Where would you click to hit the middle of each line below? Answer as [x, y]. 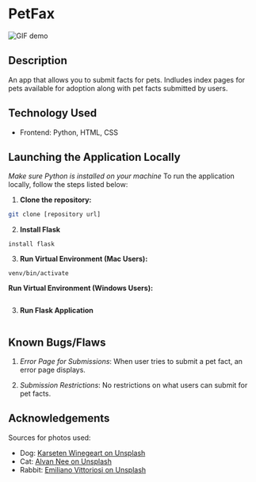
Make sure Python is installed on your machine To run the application [122, 176]
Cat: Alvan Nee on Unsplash [66, 461]
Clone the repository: [55, 200]
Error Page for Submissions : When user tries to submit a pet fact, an [131, 361]
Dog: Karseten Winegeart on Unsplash [82, 453]
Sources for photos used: [50, 438]
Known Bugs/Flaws [57, 342]
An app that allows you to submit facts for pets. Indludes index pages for [127, 79]
